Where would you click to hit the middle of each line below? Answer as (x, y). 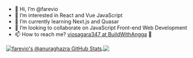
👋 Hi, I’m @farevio (36, 9)
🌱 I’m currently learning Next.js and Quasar (67, 21)
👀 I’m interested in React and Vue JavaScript (69, 15)
